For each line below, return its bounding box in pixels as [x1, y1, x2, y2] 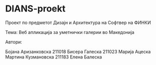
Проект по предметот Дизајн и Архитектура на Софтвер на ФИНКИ [5, 19, 151, 25]
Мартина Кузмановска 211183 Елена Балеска [5, 53, 102, 60]
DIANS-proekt [5, 3, 66, 14]
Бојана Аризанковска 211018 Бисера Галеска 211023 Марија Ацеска [5, 48, 151, 54]
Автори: [5, 38, 23, 45]
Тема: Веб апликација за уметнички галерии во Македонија [5, 29, 135, 35]
